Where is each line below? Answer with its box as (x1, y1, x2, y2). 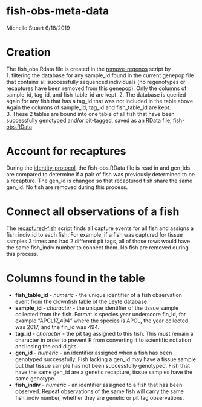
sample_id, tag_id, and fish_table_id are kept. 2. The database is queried (6, 91, 186, 98)
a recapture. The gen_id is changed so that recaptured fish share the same (6, 177, 192, 184)
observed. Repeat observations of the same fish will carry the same (15, 388, 184, 395)
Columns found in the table (6, 271, 145, 285)
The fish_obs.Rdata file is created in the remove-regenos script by (6, 65, 171, 72)
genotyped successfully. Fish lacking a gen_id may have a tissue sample (15, 355, 197, 363)
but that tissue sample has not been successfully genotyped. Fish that (15, 362, 191, 369)
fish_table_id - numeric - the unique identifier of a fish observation (15, 291, 183, 298)
